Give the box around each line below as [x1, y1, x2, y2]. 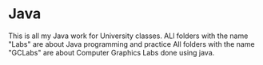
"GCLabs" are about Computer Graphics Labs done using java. [8, 48, 215, 57]
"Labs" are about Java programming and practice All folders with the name [8, 39, 255, 48]
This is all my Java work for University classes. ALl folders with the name [8, 31, 249, 40]
